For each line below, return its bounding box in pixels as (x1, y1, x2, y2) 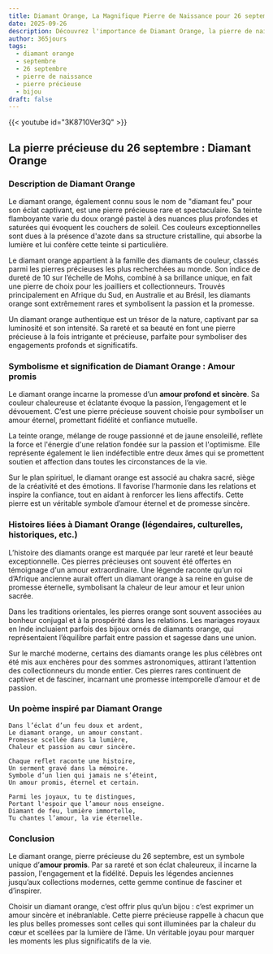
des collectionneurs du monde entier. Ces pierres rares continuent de (8, 665, 241, 675)
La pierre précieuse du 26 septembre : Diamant (8, 141, 252, 155)
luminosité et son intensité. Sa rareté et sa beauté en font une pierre (8, 323, 236, 333)
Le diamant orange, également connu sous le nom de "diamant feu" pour (8, 196, 253, 206)
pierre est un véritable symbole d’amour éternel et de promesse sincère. (8, 499, 250, 508)
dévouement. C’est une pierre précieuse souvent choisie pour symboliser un (8, 407, 264, 416)
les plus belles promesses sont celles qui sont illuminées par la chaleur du (8, 919, 256, 929)
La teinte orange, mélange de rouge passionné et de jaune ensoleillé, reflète (8, 431, 263, 441)
